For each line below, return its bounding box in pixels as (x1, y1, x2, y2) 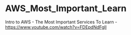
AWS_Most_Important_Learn (5, 3, 127, 14)
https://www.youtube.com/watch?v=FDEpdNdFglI (5, 24, 107, 30)
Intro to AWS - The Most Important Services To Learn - (5, 19, 118, 25)
